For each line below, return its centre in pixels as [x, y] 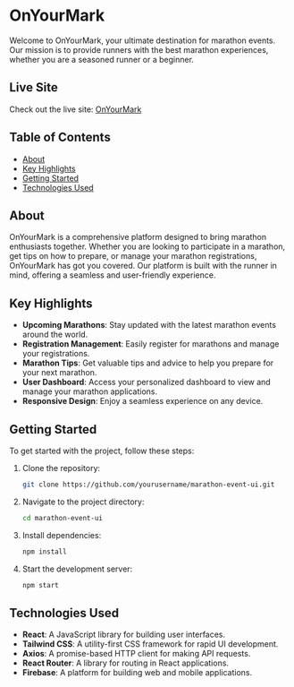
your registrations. [56, 354]
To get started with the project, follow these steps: [102, 451]
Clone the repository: [61, 468]
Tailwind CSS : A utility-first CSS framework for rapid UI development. [150, 644]
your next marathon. [59, 373]
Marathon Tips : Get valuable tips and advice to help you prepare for [148, 363]
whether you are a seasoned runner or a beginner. [102, 59]
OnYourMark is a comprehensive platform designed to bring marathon [138, 237]
